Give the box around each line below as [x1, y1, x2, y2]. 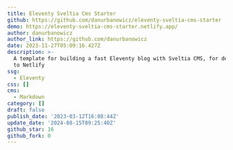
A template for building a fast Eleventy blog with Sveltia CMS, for [13, 55, 218, 62]
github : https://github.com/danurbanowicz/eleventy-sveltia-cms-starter [7, 17, 222, 24]
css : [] [7, 81, 30, 88]
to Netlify [13, 62, 45, 68]
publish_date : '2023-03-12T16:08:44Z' [7, 113, 119, 120]
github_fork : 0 [7, 132, 51, 139]
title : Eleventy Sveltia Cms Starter [7, 10, 116, 17]
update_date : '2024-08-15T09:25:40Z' [7, 119, 116, 126]
